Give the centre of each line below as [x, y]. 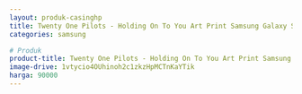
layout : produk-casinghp [56, 17]
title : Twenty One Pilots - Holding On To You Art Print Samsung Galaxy [148, 26]
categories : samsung [48, 34]
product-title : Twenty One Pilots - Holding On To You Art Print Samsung [151, 59]
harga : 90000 [34, 76]
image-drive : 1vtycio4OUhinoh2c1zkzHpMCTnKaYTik [102, 67]
